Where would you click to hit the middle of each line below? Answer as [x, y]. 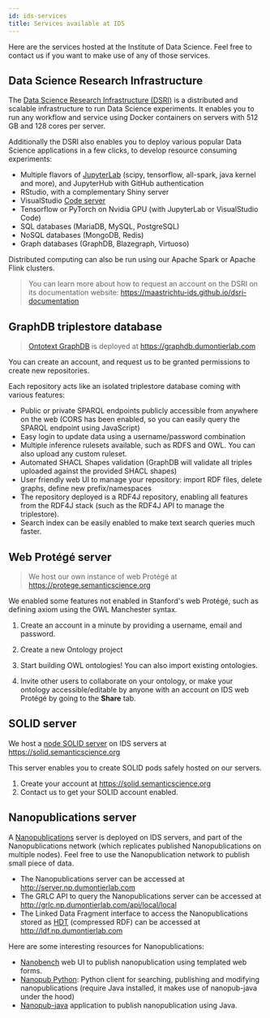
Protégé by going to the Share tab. [78, 698]
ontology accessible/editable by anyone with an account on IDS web [135, 689]
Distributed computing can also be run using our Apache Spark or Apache [132, 260]
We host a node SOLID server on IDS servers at [88, 743]
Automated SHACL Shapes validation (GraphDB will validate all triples [136, 463]
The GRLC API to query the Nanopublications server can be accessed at [141, 896]
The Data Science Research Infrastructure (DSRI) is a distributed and [123, 100]
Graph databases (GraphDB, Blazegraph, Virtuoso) [105, 244]
